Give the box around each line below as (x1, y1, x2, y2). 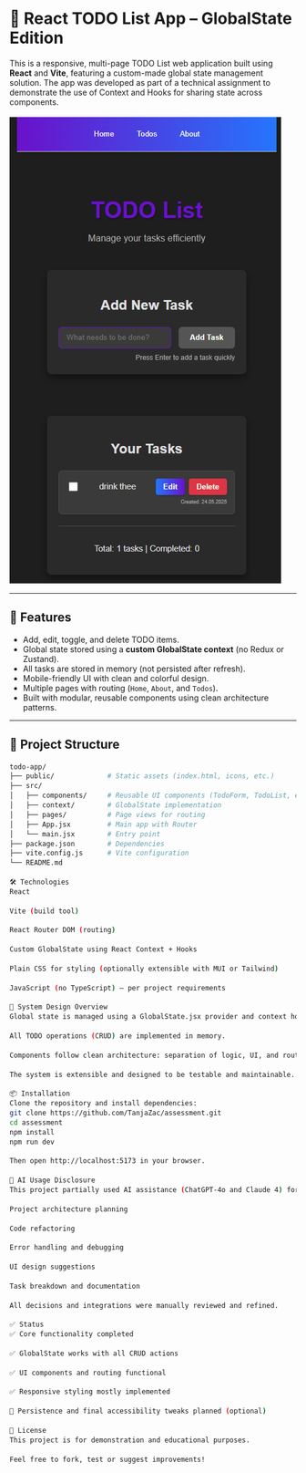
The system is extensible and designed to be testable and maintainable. (9, 1070, 296, 1079)
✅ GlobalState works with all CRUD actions (9, 1349, 179, 1358)
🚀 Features (9, 610, 72, 626)
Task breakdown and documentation (9, 1281, 141, 1291)
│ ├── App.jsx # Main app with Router (9, 820, 198, 829)
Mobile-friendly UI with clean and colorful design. (22, 672, 209, 683)
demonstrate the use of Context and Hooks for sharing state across (9, 87, 263, 98)
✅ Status (9, 1320, 45, 1330)
